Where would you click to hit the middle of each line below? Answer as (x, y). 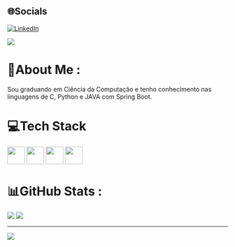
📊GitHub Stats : (55, 191)
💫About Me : (44, 70)
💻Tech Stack (47, 126)
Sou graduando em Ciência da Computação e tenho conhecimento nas (109, 89)
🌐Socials (27, 12)
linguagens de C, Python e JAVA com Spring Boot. (80, 97)
